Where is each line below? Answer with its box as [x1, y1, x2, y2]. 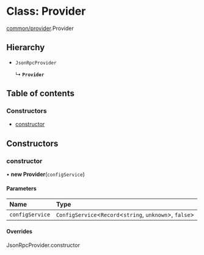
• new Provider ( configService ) [6, 170, 86, 178]
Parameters [6, 185, 37, 192]
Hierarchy [6, 42, 45, 53]
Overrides [6, 227, 32, 235]
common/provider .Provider [6, 25, 75, 32]
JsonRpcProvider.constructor [6, 241, 81, 249]
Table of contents [6, 88, 75, 99]
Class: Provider [6, 4, 86, 18]
